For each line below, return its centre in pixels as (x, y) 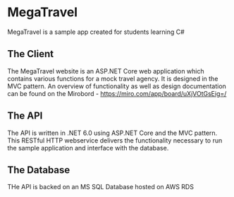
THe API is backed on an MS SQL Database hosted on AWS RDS (100, 187)
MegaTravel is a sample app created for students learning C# (96, 32)
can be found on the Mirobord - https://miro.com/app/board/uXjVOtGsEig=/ (117, 93)
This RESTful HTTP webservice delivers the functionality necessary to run (115, 140)
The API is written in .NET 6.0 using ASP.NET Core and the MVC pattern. (112, 133)
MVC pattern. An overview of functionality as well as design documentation (117, 86)
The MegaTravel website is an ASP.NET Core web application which (106, 71)
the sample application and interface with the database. (88, 148)
